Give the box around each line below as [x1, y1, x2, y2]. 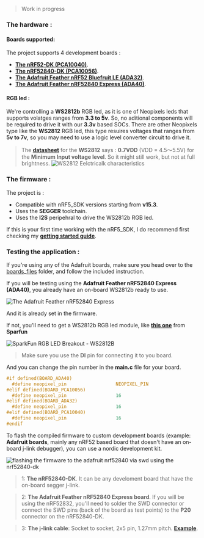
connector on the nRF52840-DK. [21, 512, 104, 520]
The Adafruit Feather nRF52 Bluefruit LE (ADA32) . [15, 74, 145, 81]
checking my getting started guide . [6, 232, 97, 239]
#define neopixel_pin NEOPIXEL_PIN [12, 381, 149, 387]
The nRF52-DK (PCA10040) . [15, 61, 89, 68]
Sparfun [6, 328, 28, 335]
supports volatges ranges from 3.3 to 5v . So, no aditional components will [6, 114, 193, 122]
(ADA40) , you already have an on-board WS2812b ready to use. [6, 286, 169, 293]
